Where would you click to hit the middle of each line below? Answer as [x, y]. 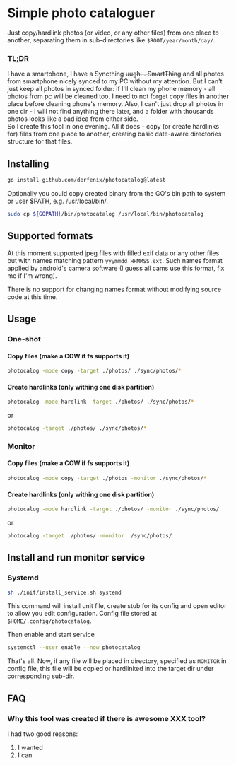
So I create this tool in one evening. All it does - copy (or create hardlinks [113, 127]
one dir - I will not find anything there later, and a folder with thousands [111, 112]
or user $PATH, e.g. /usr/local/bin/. [58, 201]
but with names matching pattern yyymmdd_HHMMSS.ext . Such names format [115, 260]
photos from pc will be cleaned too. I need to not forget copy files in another [118, 96]
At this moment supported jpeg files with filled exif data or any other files [113, 253]
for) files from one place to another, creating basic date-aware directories [114, 134]
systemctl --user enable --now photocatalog [74, 648]
